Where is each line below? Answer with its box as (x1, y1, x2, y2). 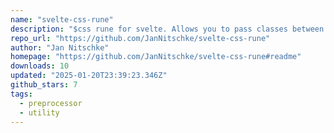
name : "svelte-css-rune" (10, 14, 114, 25)
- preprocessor (19, 98, 83, 108)
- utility (19, 107, 60, 118)
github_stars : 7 (10, 80, 78, 90)
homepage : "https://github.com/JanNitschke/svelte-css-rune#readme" (10, 52, 302, 62)
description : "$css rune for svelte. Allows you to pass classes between (10, 24, 325, 34)
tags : (10, 89, 33, 99)
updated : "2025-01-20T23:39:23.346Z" (10, 71, 168, 81)
